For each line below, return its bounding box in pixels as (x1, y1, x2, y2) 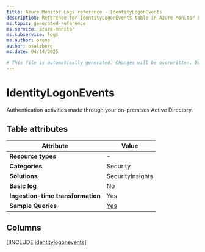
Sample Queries (9, 202, 57, 211)
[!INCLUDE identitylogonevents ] (6, 239, 87, 246)
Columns (6, 222, 41, 232)
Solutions (9, 172, 38, 181)
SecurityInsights (106, 172, 154, 181)
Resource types (9, 152, 57, 160)
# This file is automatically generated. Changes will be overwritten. (6, 59, 192, 66)
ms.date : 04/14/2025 (6, 49, 59, 55)
